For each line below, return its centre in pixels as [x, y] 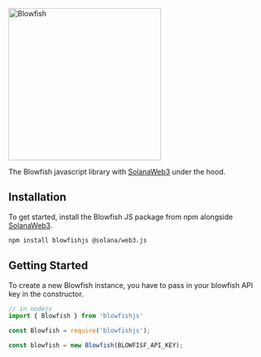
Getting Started [48, 266]
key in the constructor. [46, 294]
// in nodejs [30, 308]
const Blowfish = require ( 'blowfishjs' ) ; [80, 331]
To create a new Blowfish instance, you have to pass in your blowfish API [131, 285]
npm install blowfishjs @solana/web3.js [78, 240]
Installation [37, 198]
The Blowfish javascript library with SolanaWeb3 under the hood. [117, 172]
